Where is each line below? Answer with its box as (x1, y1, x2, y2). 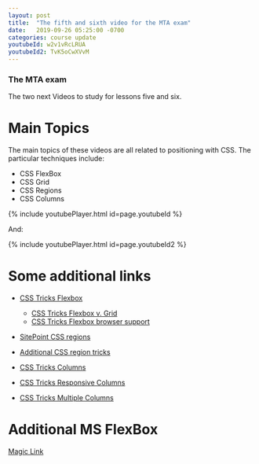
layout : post (8, 11, 51, 20)
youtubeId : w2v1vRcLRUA (8, 41, 86, 49)
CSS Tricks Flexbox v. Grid (31, 308, 118, 319)
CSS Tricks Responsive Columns (19, 378, 126, 388)
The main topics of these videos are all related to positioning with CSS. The (8, 145, 251, 155)
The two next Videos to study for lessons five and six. (8, 92, 182, 101)
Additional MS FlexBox (8, 421, 159, 439)
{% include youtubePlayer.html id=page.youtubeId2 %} (8, 240, 187, 249)
